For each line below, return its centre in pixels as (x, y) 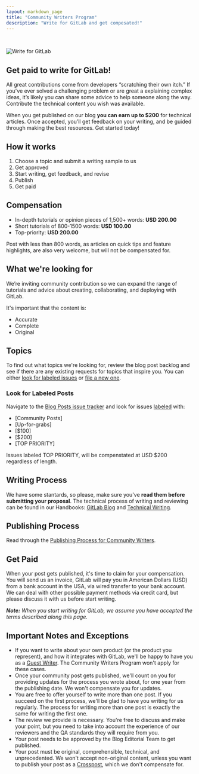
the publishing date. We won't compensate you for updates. (88, 688)
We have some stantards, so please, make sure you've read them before (96, 494)
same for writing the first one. (51, 713)
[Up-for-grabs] (33, 424)
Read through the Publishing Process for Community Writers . (81, 540)
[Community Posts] (38, 418)
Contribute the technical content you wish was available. (75, 104)
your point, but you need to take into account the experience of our (97, 726)
